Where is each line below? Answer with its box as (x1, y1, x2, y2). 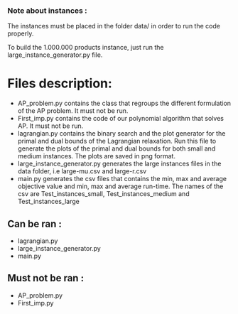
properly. (7, 29, 34, 38)
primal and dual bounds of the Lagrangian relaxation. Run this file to (17, 137, 217, 146)
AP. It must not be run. (17, 121, 84, 130)
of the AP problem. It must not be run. (17, 107, 129, 115)
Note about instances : (7, 6, 87, 16)
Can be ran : (7, 217, 63, 229)
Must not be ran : (7, 272, 84, 284)
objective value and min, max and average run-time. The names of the (17, 182, 224, 190)
